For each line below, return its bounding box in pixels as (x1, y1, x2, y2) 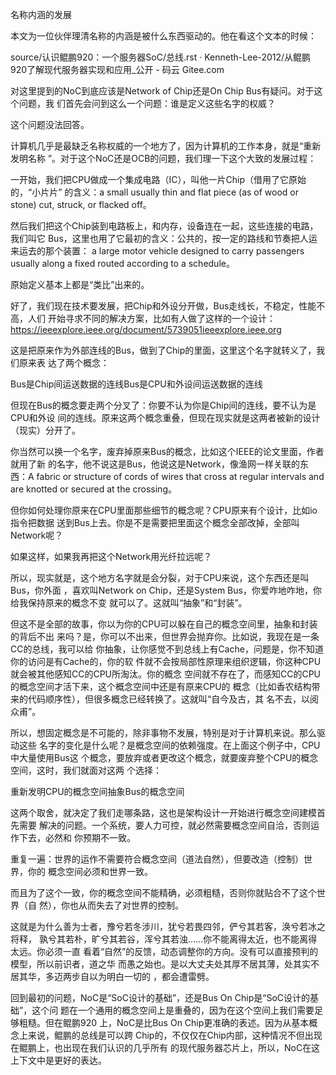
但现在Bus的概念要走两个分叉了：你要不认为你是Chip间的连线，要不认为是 (10, 399, 317, 411)
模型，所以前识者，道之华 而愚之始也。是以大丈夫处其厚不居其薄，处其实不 (10, 958, 320, 970)
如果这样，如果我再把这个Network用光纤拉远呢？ (10, 551, 213, 562)
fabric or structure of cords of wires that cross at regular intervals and (36, 471, 325, 482)
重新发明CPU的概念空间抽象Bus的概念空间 (10, 786, 185, 797)
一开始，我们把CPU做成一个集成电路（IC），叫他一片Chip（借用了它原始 (10, 174, 307, 185)
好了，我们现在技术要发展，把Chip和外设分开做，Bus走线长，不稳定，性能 (10, 300, 317, 312)
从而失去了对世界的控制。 (78, 899, 184, 911)
